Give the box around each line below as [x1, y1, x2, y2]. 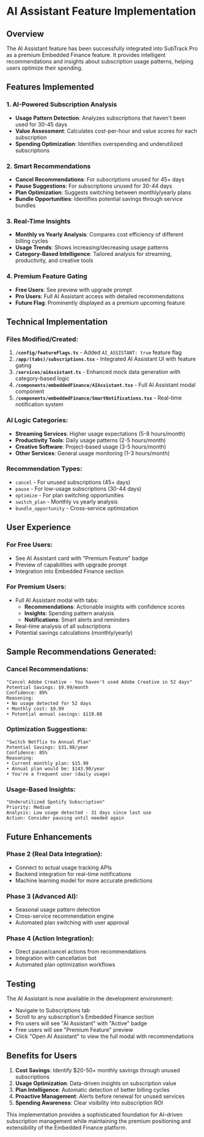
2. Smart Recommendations [6, 162, 91, 170]
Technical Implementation [6, 316, 108, 327]
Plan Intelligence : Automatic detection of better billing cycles [15, 1086, 170, 1094]
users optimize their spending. [6, 64, 83, 71]
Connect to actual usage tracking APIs [15, 863, 112, 871]
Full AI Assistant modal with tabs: [15, 596, 99, 604]
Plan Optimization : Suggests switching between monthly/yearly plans [15, 188, 191, 196]
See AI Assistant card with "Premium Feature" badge [15, 554, 148, 561]
